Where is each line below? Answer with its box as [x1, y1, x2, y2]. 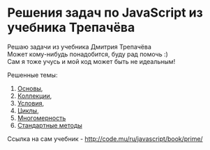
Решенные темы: [7, 71, 58, 79]
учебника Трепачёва [7, 19, 135, 35]
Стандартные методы [17, 121, 82, 129]
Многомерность [17, 113, 66, 122]
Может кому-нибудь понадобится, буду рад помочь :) [7, 50, 169, 58]
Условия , [17, 99, 44, 107]
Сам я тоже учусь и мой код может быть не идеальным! [7, 57, 176, 65]
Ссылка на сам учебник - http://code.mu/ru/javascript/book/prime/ [7, 134, 204, 143]
